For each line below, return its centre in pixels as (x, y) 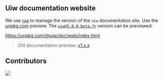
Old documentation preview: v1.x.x (54, 45)
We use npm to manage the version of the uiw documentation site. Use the (82, 20)
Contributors (26, 61)
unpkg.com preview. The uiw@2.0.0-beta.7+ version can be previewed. (79, 26)
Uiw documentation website (51, 8)
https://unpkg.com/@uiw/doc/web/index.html (53, 35)
